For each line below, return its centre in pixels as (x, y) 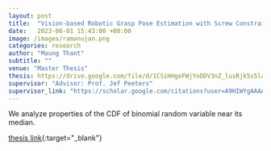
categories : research (45, 46)
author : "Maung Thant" (46, 53)
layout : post (30, 16)
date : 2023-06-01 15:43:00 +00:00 (70, 31)
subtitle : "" (30, 61)
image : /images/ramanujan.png (59, 38)
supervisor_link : (38, 91)
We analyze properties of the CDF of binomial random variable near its (125, 114)
